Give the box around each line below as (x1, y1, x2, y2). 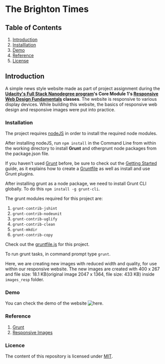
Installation (5, 119, 33, 126)
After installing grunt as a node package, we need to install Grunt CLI (5, 181, 147, 186)
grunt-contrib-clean (12, 222, 55, 227)
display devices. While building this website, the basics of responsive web (5, 101, 158, 107)
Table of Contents (5, 23, 62, 32)
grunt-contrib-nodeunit (12, 211, 62, 216)
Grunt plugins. (5, 171, 34, 177)
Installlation (12, 42, 36, 48)
